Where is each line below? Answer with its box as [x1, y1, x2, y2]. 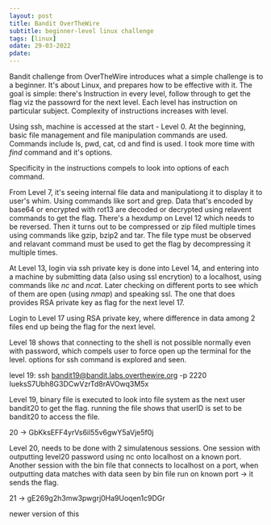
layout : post [9, 11, 53, 20]
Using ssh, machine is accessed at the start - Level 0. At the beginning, [9, 122, 246, 131]
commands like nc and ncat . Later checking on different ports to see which [9, 281, 259, 290]
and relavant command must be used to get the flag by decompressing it [9, 239, 251, 248]
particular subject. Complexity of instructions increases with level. [9, 106, 228, 116]
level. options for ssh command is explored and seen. [9, 355, 187, 364]
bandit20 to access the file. [9, 412, 100, 421]
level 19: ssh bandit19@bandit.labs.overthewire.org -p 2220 [9, 370, 207, 380]
